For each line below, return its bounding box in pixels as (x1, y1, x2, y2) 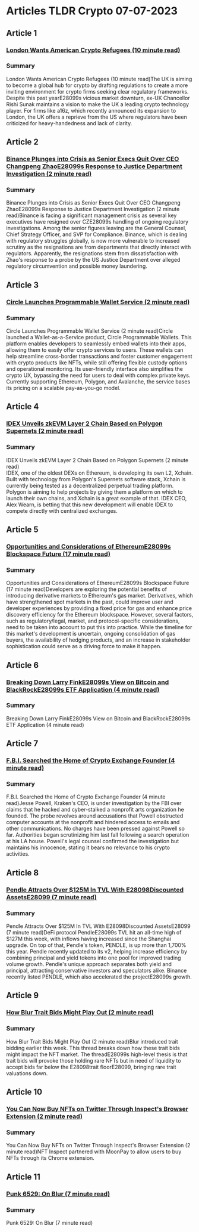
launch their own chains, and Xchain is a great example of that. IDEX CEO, (6, 494, 187, 502)
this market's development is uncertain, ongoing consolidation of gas (6, 630, 176, 637)
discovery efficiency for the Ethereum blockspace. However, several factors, (6, 611, 194, 618)
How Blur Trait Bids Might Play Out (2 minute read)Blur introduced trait (6, 1038, 178, 1045)
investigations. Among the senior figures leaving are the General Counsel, (6, 225, 187, 232)
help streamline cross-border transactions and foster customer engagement (6, 353, 192, 360)
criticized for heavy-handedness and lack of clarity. (6, 119, 132, 126)
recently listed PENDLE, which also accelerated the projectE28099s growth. (6, 973, 192, 980)
